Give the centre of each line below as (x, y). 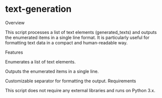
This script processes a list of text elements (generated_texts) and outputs (81, 32)
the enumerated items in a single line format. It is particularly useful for (77, 37)
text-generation (38, 9)
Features (14, 52)
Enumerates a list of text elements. (40, 62)
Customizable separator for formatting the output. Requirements (71, 81)
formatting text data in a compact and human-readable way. (66, 42)
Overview (15, 23)
